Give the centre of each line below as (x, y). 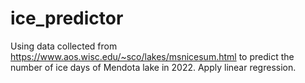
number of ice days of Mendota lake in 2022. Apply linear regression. (153, 67)
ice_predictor (67, 18)
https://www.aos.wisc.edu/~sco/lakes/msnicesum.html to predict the (152, 56)
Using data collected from (64, 46)
